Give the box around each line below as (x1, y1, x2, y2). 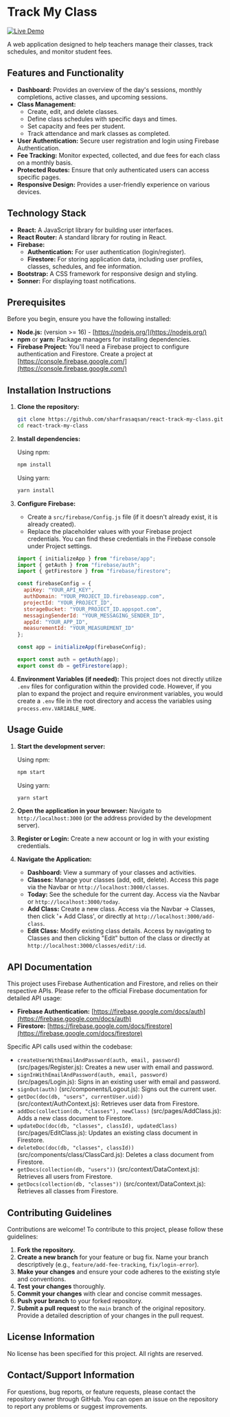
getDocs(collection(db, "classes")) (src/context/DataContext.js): (16, 1180, 206, 1188)
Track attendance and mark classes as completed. (27, 129, 170, 137)
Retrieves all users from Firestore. (16, 1173, 113, 1181)
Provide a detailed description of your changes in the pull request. (16, 1311, 205, 1320)
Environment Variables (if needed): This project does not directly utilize (16, 675, 222, 683)
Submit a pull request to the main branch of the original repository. (16, 1304, 206, 1312)
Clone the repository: (16, 403, 80, 411)
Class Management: (16, 100, 76, 108)
